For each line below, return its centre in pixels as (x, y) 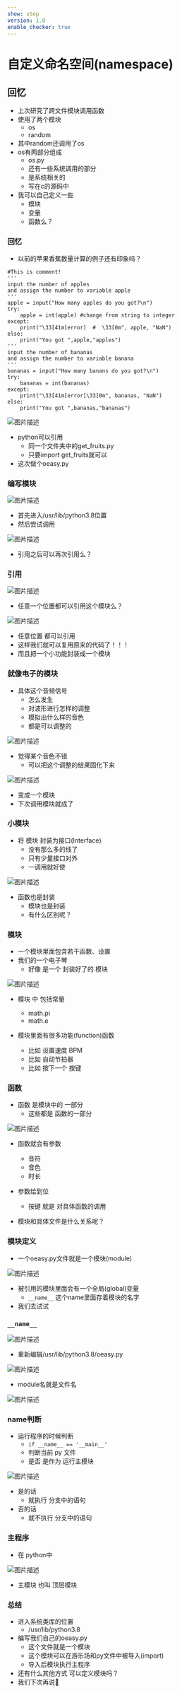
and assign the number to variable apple (69, 291)
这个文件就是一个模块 (59, 1646)
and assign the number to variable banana (71, 358)
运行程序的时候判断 (45, 1436)
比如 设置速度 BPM (55, 1050)
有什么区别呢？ (50, 914)
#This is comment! (34, 272)
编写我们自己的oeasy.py (53, 1638)
